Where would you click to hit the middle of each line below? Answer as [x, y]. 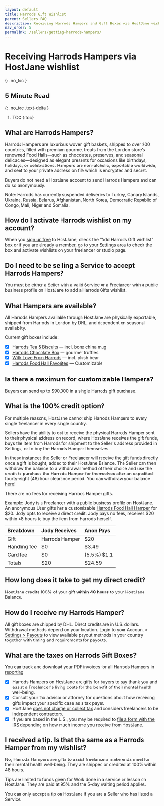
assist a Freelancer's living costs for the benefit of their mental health [82, 687]
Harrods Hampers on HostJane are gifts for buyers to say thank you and [85, 682]
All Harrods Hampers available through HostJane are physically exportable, [81, 317]
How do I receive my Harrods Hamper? [65, 613]
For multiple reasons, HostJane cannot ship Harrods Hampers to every [76, 418]
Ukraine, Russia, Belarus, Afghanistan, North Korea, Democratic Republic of [81, 200]
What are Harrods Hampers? [49, 133]
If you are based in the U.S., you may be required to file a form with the [83, 719]
